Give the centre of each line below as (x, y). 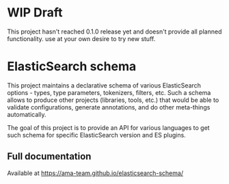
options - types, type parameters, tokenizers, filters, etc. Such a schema (109, 92)
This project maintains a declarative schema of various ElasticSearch (104, 85)
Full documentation (49, 156)
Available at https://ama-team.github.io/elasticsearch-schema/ (95, 173)
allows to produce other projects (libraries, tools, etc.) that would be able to (113, 100)
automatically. (27, 114)
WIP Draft (35, 13)
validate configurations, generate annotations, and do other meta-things (109, 107)
